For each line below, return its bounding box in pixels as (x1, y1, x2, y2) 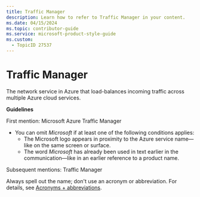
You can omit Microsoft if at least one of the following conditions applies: (14, 129, 195, 136)
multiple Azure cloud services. (6, 94, 81, 101)
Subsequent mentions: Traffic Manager (6, 166, 103, 173)
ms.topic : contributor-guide (6, 25, 79, 32)
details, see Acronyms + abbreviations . (6, 184, 102, 191)
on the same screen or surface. (33, 141, 111, 148)
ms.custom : (6, 37, 33, 43)
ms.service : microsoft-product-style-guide (6, 31, 116, 37)
